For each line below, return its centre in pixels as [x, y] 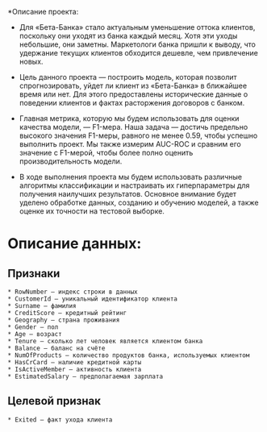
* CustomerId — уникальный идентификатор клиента [93, 299]
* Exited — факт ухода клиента [60, 420]
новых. [31, 61]
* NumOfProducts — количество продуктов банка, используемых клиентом [129, 355]
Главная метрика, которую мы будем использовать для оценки [129, 118]
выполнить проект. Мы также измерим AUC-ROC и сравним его [130, 144]
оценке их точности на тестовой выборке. [92, 211]
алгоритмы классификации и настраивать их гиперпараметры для [134, 185]
